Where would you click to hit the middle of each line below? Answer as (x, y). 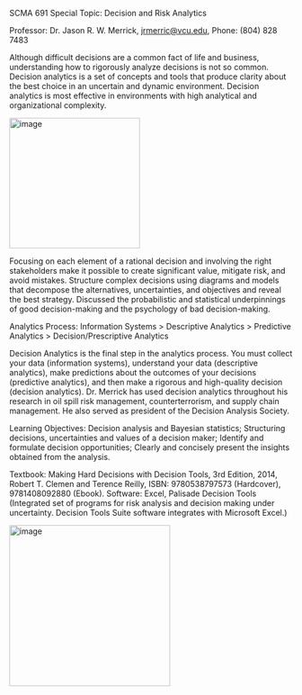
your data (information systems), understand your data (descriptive (134, 363)
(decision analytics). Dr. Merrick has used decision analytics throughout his (149, 392)
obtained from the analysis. (60, 457)
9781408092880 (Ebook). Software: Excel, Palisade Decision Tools (133, 493)
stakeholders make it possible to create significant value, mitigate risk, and (147, 271)
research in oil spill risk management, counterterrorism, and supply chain (145, 401)
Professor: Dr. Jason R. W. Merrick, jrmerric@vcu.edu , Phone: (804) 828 (143, 30)
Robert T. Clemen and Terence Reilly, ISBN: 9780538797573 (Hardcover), (145, 484)
